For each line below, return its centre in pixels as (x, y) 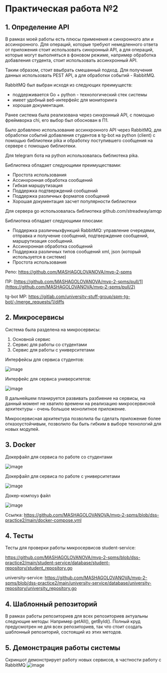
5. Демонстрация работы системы (63, 648)
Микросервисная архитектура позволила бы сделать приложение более (83, 418)
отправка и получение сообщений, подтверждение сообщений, (81, 236)
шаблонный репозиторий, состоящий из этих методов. (64, 632)
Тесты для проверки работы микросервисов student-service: (71, 548)
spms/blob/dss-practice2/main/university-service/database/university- (78, 583)
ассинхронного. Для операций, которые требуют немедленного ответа (82, 44)
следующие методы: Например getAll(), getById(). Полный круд (73, 622)
